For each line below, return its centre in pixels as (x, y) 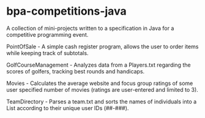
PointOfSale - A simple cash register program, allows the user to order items (102, 46)
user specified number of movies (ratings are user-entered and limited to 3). (102, 89)
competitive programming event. (47, 34)
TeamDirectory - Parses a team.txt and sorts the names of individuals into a (102, 101)
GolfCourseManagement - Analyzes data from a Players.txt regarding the (99, 65)
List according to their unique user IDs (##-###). (68, 108)
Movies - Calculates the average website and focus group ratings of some (100, 83)
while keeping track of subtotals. (47, 53)
